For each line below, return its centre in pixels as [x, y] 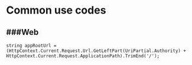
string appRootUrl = [32, 45]
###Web [22, 32]
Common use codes [56, 10]
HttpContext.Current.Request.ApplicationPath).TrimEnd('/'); [83, 56]
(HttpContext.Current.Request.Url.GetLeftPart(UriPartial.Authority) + [96, 51]
